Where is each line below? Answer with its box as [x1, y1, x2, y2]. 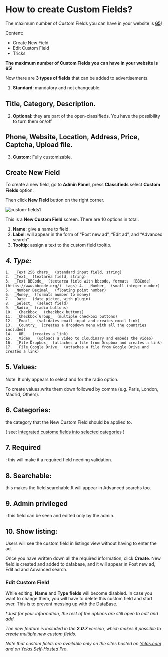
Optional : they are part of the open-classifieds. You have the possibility [12, 113, 160, 119]
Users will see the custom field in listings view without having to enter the [5, 540, 157, 546]
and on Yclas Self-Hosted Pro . [5, 646, 68, 652]
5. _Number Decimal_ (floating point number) [5, 288, 107, 293]
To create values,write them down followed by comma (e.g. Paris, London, [5, 386, 159, 392]
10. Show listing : [5, 527, 58, 536]
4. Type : [5, 256, 32, 265]
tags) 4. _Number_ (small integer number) [66, 283, 160, 289]
